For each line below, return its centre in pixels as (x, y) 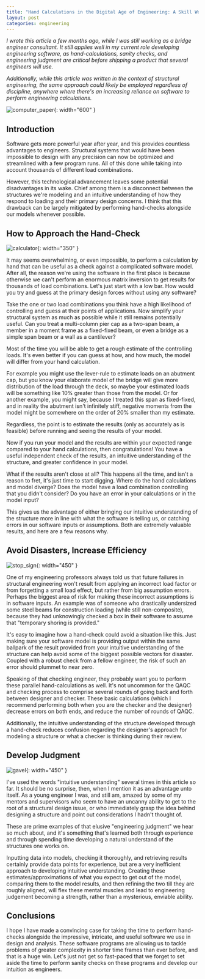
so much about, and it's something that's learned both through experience (100, 833)
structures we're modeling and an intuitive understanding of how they (94, 195)
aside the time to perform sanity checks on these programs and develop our (102, 963)
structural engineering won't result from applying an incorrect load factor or (102, 583)
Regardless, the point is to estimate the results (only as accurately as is (95, 424)
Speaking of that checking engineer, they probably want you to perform (96, 679)
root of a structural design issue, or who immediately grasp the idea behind (101, 808)
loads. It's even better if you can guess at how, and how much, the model (98, 355)
